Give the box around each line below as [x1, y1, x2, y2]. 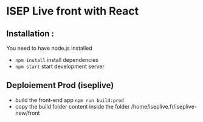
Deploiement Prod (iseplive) [6, 80, 114, 90]
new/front [15, 109, 40, 117]
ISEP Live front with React [6, 4, 139, 18]
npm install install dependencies [15, 56, 99, 63]
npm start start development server [15, 63, 105, 70]
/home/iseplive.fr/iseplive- [131, 103, 198, 110]
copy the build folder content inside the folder [15, 103, 130, 110]
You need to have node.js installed [6, 44, 92, 52]
